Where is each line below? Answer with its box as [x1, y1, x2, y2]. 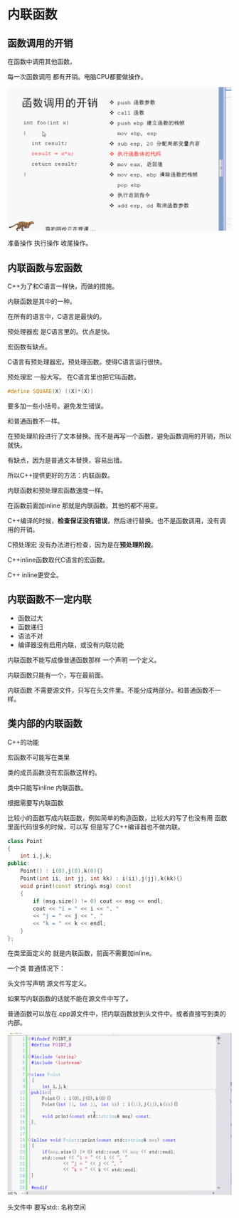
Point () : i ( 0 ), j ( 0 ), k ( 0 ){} [20, 868, 103, 875]
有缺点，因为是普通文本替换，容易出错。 [7, 456, 126, 465]
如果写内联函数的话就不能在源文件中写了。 [7, 994, 132, 1002]
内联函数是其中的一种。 [7, 297, 76, 306]
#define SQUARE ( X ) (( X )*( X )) [7, 388, 94, 395]
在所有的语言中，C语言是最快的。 [7, 313, 106, 321]
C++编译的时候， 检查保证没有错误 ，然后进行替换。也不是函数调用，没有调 [7, 517, 226, 525]
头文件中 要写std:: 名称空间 [7, 1203, 87, 1212]
